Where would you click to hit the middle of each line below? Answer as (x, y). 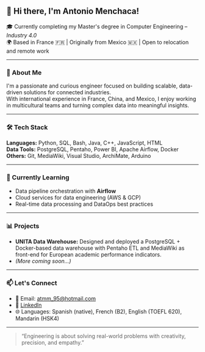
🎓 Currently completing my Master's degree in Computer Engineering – (97, 26)
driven (14, 92)
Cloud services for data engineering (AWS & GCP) (78, 197)
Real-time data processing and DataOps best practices (84, 204)
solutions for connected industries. (67, 92)
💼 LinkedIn (28, 305)
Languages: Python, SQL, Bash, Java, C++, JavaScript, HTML (85, 143)
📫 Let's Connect (32, 283)
